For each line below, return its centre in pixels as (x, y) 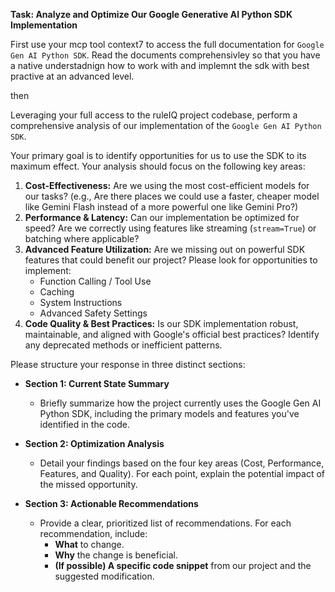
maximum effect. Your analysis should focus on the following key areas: (158, 166)
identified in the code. (84, 424)
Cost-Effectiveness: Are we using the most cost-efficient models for (167, 185)
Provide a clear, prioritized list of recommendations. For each (165, 523)
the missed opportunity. (88, 484)
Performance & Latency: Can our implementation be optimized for (162, 217)
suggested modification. (104, 576)
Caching (57, 292)
